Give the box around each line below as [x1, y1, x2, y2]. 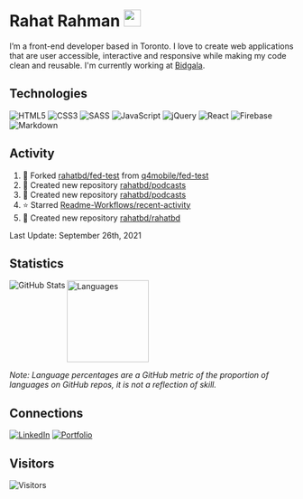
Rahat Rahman [9, 11, 121, 32]
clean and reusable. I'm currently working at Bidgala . [9, 60, 206, 71]
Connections [9, 405, 84, 420]
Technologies [9, 86, 88, 101]
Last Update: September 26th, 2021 [9, 230, 142, 240]
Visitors [9, 456, 55, 471]
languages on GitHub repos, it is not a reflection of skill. [9, 380, 216, 391]
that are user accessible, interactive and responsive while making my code [9, 50, 287, 61]
